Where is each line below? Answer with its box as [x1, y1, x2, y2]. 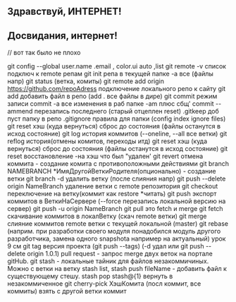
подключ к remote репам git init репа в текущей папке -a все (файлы [7, 70, 213, 78]
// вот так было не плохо [7, 49, 81, 57]
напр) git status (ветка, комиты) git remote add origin [7, 77, 164, 85]
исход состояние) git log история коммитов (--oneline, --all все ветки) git [7, 130, 228, 138]
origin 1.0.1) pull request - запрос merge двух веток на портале [27, 250, 213, 258]
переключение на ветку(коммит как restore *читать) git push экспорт [7, 190, 217, 198]
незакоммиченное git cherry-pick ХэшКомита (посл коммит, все [7, 279, 201, 288]
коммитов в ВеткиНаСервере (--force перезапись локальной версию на [7, 197, 226, 205]
